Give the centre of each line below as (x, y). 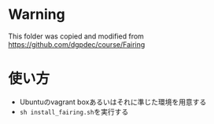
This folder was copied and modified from (76, 36)
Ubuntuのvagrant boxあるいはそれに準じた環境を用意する (113, 102)
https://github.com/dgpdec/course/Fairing (77, 44)
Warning (37, 15)
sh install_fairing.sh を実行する (74, 111)
